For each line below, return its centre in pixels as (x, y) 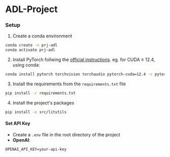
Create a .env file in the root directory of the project (66, 135)
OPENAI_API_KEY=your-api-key (36, 149)
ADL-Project (32, 9)
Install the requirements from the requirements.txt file (69, 84)
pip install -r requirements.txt (40, 93)
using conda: (26, 65)
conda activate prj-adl (30, 50)
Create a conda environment (42, 36)
